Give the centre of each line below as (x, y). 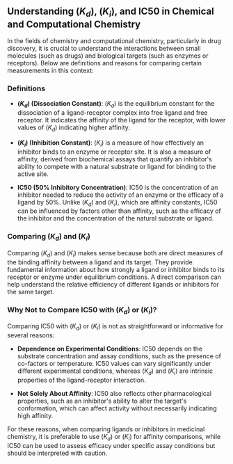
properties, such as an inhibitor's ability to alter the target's (102, 401)
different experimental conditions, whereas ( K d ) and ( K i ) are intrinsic (115, 371)
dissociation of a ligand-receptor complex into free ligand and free (112, 113)
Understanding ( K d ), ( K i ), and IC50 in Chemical (111, 13)
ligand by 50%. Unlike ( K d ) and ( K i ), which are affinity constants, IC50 (117, 203)
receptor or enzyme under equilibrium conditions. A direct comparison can (114, 277)
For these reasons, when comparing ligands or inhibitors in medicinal (106, 429)
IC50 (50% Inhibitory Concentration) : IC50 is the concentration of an (118, 187)
